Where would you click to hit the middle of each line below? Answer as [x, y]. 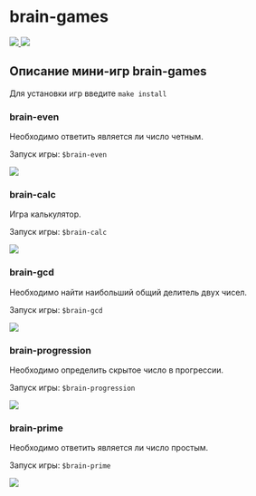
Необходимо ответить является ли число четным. [106, 137]
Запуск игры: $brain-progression [72, 387]
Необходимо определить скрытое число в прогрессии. [117, 370]
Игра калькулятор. [45, 214]
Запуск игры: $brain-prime [60, 465]
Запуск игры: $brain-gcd [56, 309]
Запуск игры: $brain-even [58, 154]
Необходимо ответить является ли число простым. [109, 448]
